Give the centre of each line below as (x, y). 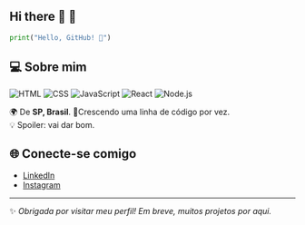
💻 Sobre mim (48, 68)
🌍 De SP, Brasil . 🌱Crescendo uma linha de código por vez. (120, 112)
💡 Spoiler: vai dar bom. (52, 124)
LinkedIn (39, 176)
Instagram (41, 185)
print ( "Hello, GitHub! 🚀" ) (60, 37)
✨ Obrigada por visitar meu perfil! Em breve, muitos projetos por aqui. (141, 211)
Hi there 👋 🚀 (43, 17)
